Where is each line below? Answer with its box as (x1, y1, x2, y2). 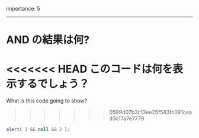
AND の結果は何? (6, 33, 90, 47)
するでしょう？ (17, 77, 90, 91)
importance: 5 (6, 5, 40, 12)
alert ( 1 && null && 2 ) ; (6, 127, 70, 133)
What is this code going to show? (6, 97, 88, 104)
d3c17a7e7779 (109, 115, 145, 122)
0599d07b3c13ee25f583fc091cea (109, 109, 192, 116)
